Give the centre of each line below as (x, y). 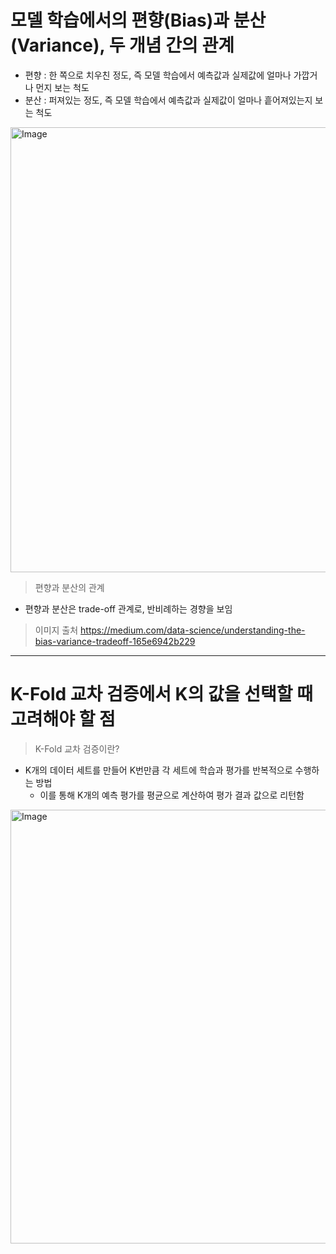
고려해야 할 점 (63, 719)
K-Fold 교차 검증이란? (77, 748)
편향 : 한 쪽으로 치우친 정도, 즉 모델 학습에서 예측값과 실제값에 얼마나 (158, 75)
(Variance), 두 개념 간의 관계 (122, 45)
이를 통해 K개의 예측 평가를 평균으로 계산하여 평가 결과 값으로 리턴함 (172, 795)
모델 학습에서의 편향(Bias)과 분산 (138, 20)
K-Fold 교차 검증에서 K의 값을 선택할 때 (161, 694)
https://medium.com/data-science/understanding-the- (193, 630)
